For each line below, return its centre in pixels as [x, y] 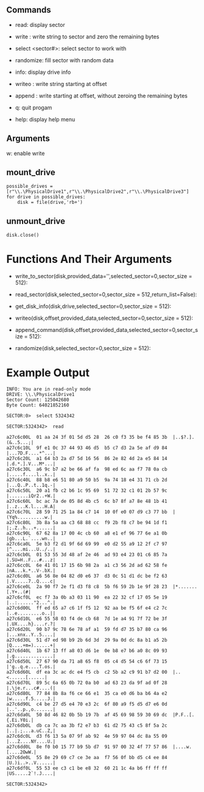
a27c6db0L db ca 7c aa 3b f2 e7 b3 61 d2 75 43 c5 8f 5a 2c [87, 725]
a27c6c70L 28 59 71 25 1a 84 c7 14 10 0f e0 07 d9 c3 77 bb [87, 512]
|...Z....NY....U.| [31, 742]
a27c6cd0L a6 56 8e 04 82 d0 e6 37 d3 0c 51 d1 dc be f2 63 [87, 576]
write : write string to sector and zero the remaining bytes [87, 37]
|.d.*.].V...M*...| [31, 464]
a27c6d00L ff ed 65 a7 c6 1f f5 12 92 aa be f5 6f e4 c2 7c [87, 608]
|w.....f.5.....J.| [31, 699]
